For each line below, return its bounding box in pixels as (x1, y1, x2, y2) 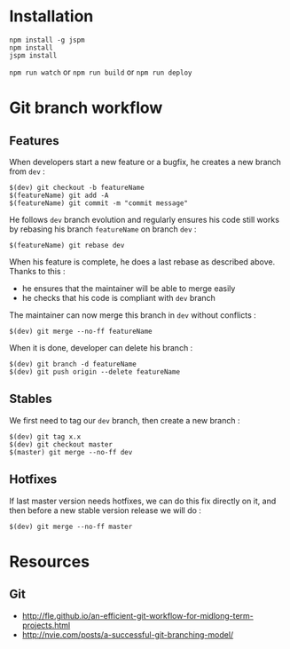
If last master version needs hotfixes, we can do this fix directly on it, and (9, 495, 277, 506)
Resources (9, 551, 90, 572)
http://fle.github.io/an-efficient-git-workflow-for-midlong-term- (21, 610, 255, 621)
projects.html (21, 620, 71, 630)
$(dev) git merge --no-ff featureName (9, 327, 153, 336)
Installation (9, 6, 94, 27)
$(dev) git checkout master (9, 439, 114, 449)
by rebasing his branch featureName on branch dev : (9, 224, 197, 234)
